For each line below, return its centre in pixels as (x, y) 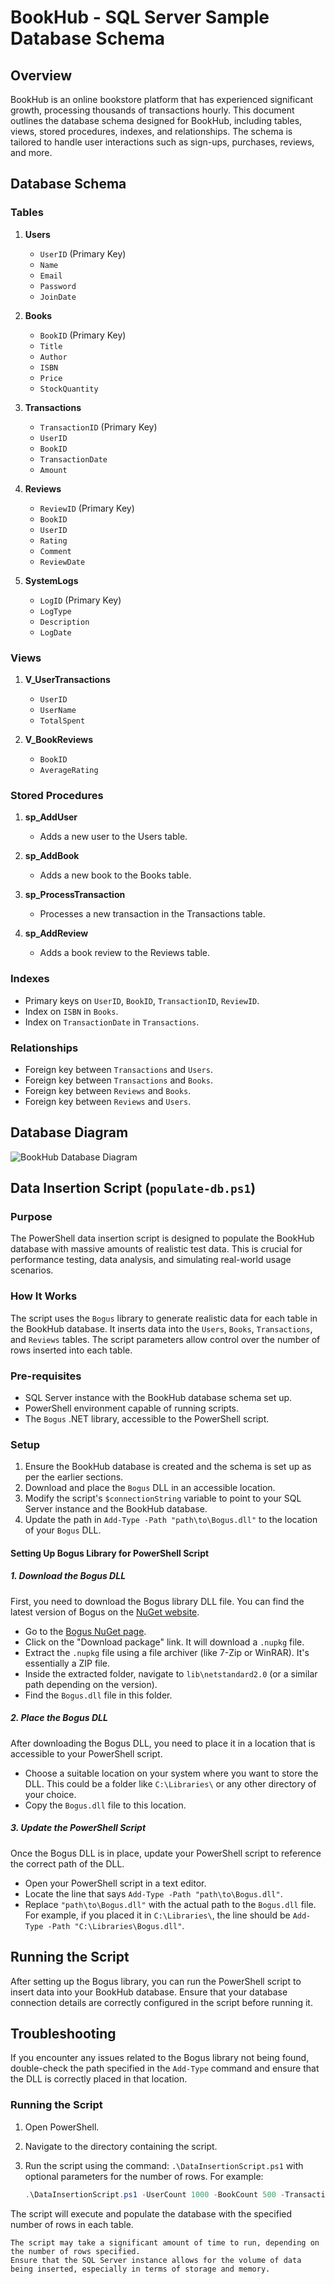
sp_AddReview (56, 933)
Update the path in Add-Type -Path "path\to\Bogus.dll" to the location (171, 1520)
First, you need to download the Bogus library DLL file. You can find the (157, 1601)
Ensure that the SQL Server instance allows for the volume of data (156, 2260)
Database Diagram (69, 1132)
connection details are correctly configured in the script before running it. (161, 2002)
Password (58, 286)
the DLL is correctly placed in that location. (99, 2079)
